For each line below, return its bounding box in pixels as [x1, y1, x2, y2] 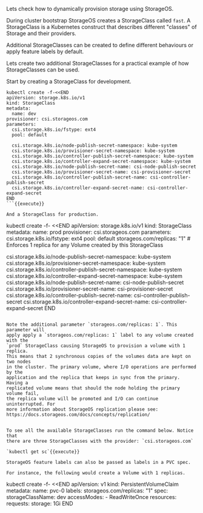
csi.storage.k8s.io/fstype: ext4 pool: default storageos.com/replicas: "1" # [6, 235, 191, 242]
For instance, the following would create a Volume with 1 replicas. [6, 470, 186, 476]
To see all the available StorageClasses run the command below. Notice [6, 428, 194, 434]
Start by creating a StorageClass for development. [6, 78, 131, 85]
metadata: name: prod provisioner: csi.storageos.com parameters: [6, 228, 171, 236]
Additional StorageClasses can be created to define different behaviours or [6, 42, 194, 48]
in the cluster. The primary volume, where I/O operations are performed [6, 364, 197, 370]
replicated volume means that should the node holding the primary [6, 385, 181, 391]
